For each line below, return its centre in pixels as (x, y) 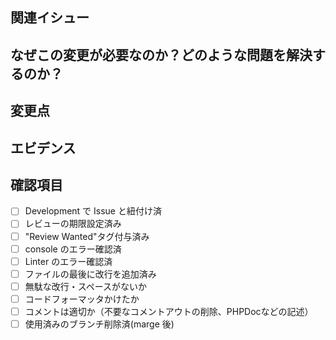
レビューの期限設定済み (73, 224)
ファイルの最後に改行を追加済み (90, 274)
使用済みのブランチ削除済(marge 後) (99, 324)
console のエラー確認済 (73, 249)
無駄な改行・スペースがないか (86, 286)
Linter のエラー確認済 (68, 261)
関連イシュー (50, 18)
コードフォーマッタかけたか (82, 299)
